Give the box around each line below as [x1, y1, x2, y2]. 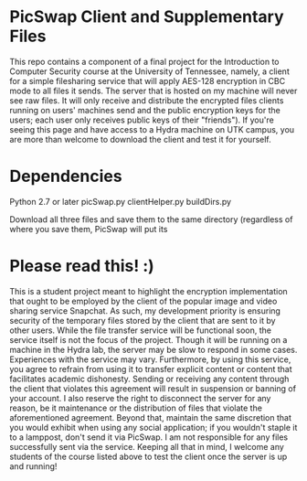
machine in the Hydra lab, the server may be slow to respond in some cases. [9, 344, 298, 355]
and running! [9, 460, 58, 472]
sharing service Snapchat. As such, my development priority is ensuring [9, 305, 281, 316]
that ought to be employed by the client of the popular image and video [9, 295, 278, 306]
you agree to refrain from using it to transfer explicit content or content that [9, 363, 292, 374]
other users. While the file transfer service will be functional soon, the [9, 325, 272, 336]
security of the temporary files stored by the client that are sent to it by [9, 315, 276, 326]
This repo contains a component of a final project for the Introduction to [9, 56, 281, 67]
